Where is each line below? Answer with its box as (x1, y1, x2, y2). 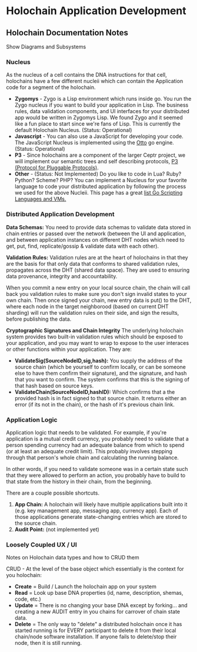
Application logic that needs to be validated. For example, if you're (6, 429, 167, 436)
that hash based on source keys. (14, 382, 94, 389)
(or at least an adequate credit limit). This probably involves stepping (6, 447, 172, 455)
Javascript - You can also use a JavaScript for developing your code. (14, 133, 183, 140)
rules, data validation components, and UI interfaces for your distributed (14, 108, 190, 115)
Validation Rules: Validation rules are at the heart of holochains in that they (6, 253, 188, 261)
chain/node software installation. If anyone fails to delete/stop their (14, 633, 177, 640)
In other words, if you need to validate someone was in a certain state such (6, 465, 188, 472)
